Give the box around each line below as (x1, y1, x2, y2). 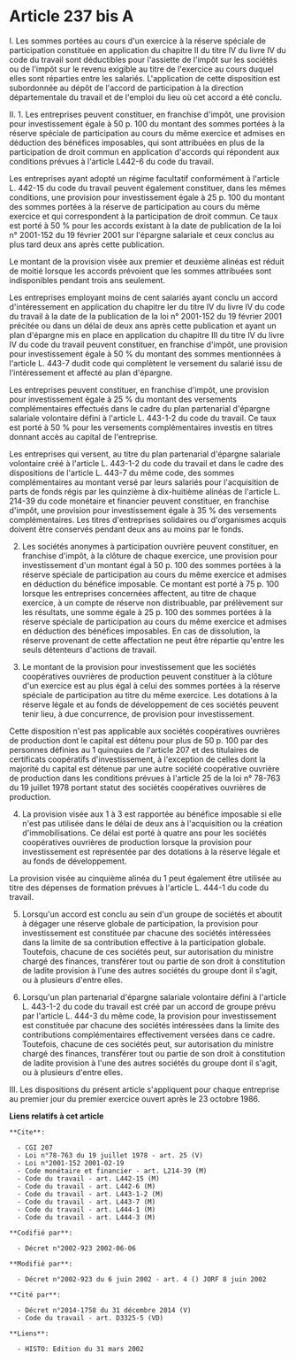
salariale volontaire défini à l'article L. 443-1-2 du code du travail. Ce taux (9, 412, 277, 423)
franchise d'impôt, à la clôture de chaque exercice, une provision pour (21, 550, 278, 561)
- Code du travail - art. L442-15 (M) (17, 1174, 161, 1183)
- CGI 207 (17, 1143, 53, 1152)
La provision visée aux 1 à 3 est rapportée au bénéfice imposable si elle (21, 808, 283, 819)
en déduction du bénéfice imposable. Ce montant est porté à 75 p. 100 (21, 578, 280, 589)
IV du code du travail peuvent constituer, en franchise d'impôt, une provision (9, 339, 288, 350)
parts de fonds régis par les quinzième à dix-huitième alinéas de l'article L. (9, 486, 281, 496)
